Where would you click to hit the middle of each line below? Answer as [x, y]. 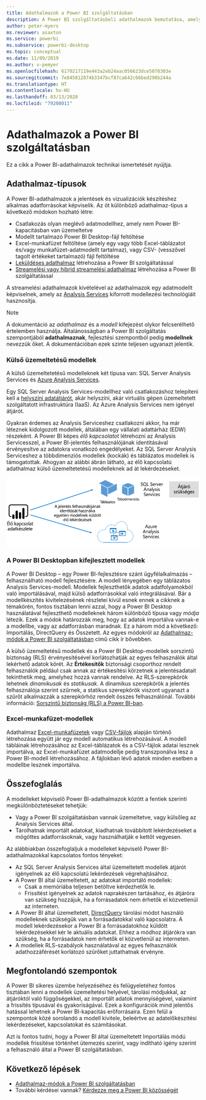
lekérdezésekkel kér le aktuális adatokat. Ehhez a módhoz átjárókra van [105, 932]
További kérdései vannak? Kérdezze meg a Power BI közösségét [97, 1090]
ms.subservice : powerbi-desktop [48, 45]
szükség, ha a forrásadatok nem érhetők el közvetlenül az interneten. [103, 939]
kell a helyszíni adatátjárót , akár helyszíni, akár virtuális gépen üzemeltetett [101, 398]
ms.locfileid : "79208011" [39, 104]
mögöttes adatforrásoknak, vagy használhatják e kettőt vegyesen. [98, 836]
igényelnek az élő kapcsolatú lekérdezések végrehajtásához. [92, 873]
